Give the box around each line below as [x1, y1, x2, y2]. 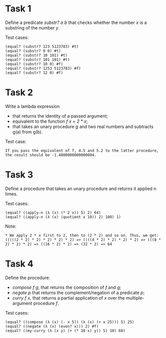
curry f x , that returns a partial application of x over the [12, 295, 125, 301]
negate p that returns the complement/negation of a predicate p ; [12, 290, 145, 296]
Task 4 [5, 258, 34, 269]
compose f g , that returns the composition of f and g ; [12, 284, 122, 290]
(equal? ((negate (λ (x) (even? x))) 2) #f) [5, 324, 99, 329]
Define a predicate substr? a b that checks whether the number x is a [5, 19, 147, 25]
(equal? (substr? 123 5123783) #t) [5, 44, 79, 49]
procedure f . [33, 300, 59, 306]
